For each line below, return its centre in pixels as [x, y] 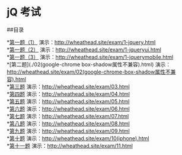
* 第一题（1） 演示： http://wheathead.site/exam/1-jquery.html [81, 42]
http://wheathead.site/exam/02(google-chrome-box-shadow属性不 [89, 72]
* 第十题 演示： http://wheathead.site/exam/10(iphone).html [78, 138]
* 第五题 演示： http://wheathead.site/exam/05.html [68, 101]
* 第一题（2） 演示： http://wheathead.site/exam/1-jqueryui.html [84, 49]
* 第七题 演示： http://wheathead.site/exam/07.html [68, 116]
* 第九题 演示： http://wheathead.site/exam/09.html [68, 131]
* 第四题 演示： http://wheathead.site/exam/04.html [68, 94]
